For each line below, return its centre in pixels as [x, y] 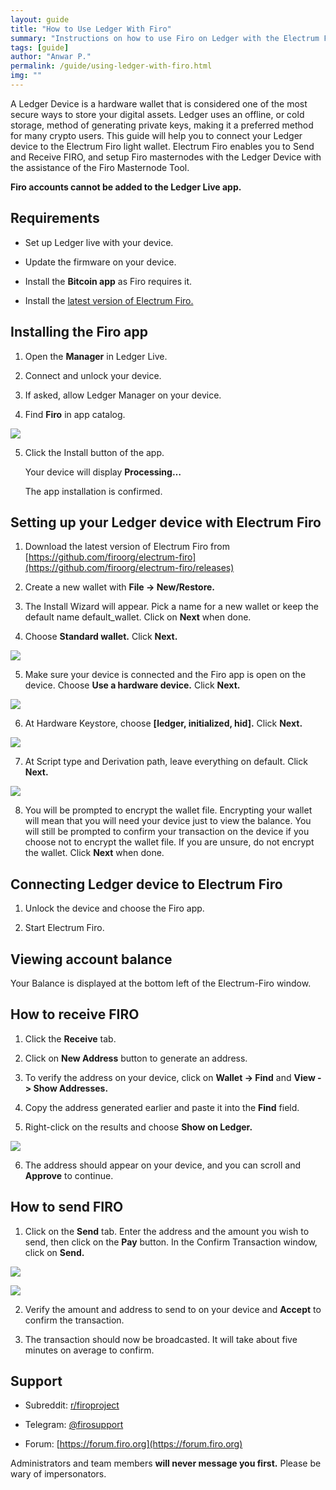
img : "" [26, 76]
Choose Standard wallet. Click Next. [101, 637]
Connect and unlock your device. [93, 375]
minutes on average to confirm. [89, 1350]
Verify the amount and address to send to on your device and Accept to [173, 1309]
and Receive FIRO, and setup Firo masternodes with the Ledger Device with [166, 157]
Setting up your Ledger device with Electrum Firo [166, 522]
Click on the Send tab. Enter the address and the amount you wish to [167, 1231]
